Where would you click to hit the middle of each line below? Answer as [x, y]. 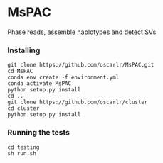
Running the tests [38, 133]
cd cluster [23, 108]
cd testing [23, 147]
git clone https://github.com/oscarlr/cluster [78, 102]
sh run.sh [22, 153]
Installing [24, 50]
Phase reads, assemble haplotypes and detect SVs [82, 32]
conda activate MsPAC [40, 84]
